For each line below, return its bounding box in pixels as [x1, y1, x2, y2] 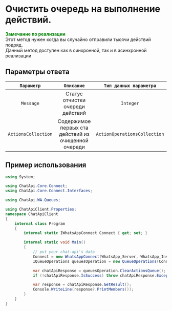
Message [20, 100, 40, 106]
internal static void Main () [24, 240, 86, 245]
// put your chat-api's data [32, 250, 95, 255]
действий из [58, 130, 90, 137]
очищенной [59, 137, 89, 144]
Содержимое [57, 117, 91, 125]
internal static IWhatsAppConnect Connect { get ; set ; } [24, 231, 147, 236]
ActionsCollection [8, 131, 53, 137]
